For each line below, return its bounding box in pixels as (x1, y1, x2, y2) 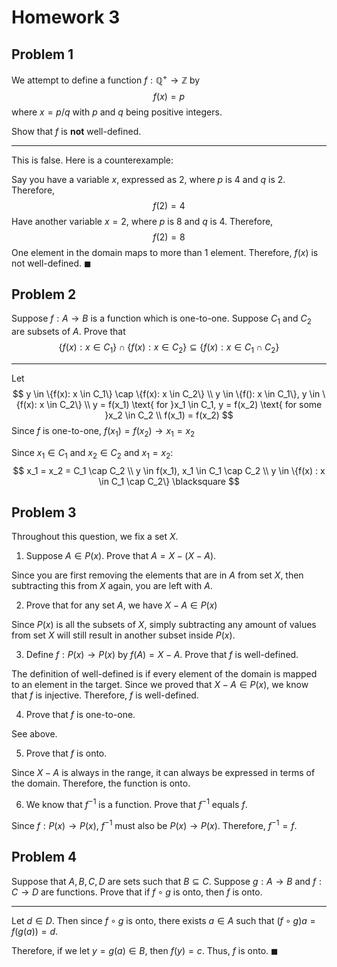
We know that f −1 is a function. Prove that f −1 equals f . (25, 797, 248, 811)
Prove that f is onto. (25, 747, 108, 760)
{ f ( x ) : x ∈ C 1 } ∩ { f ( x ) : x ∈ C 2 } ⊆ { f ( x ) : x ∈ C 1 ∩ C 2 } (58, 341, 280, 356)
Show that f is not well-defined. (11, 125, 142, 137)
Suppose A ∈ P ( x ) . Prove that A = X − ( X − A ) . (25, 550, 217, 562)
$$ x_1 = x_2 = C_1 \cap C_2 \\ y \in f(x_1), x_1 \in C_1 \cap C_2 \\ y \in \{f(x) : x (12, 464, 326, 476)
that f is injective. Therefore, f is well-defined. (11, 689, 199, 701)
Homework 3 (11, 6, 121, 29)
